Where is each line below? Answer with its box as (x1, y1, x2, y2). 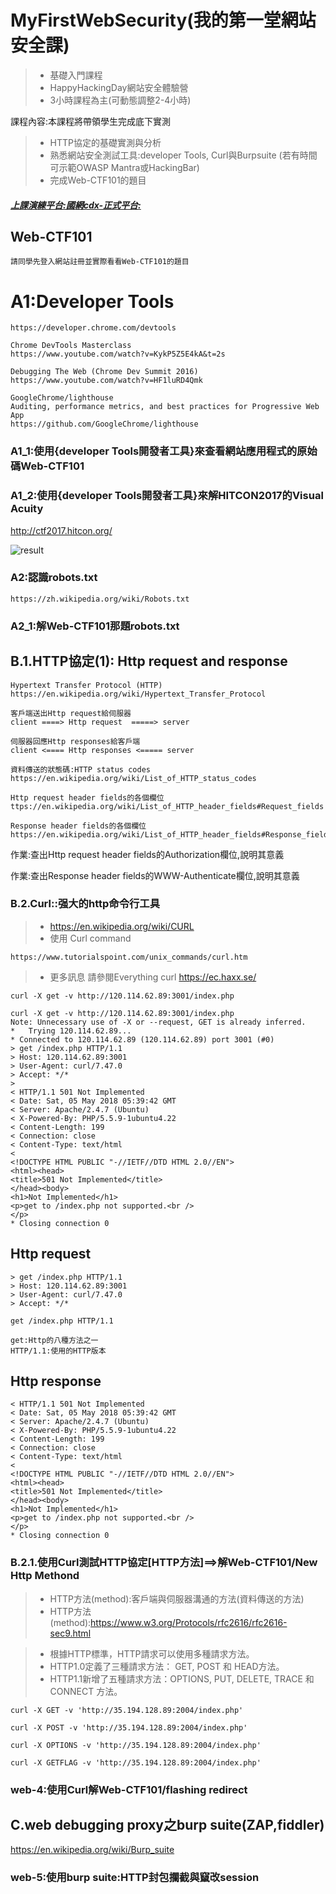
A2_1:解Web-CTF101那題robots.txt (10, 619, 180, 633)
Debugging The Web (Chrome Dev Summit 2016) (10, 367, 199, 377)
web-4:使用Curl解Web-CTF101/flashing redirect (10, 1782, 248, 1796)
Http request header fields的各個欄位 (10, 792, 165, 803)
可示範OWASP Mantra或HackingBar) (49, 161, 200, 173)
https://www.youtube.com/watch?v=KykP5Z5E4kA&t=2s (10, 349, 226, 360)
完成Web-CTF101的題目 (49, 174, 147, 186)
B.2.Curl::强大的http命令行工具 (10, 897, 161, 911)
